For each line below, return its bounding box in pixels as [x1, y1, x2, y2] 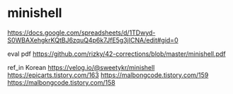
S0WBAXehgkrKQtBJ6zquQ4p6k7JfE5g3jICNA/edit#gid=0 [7, 35, 178, 44]
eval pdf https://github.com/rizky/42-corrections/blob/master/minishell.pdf [7, 49, 226, 58]
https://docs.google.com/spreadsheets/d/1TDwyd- [7, 28, 156, 37]
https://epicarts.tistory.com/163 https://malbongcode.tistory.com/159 [7, 71, 209, 79]
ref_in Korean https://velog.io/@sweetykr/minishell [7, 63, 155, 71]
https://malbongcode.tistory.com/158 [7, 78, 115, 86]
